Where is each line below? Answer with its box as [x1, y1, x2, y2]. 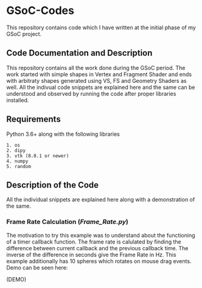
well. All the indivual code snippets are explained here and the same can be [6, 83, 195, 91]
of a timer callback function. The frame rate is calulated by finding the [6, 238, 181, 245]
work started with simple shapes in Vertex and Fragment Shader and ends [6, 71, 192, 78]
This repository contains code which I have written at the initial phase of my [6, 24, 196, 31]
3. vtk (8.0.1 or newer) [6, 153, 69, 159]
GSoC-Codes [6, 4, 75, 18]
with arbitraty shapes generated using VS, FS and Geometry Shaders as [6, 77, 187, 84]
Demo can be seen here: [6, 264, 68, 271]
